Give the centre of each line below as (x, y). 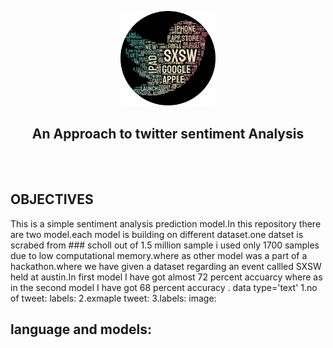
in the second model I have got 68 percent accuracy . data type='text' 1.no (164, 287)
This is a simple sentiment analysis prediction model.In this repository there (166, 223)
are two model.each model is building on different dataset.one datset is (157, 234)
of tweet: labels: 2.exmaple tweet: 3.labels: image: (113, 298)
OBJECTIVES (52, 199)
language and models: (81, 329)
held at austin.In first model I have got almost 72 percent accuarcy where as (166, 277)
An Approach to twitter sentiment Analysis (168, 133)
